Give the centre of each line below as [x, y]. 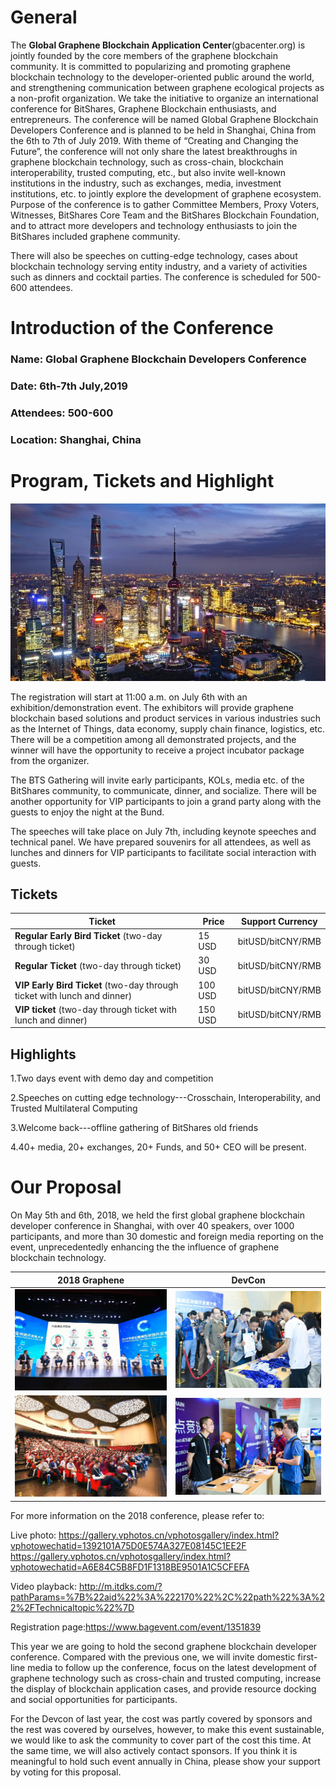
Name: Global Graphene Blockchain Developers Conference [158, 359]
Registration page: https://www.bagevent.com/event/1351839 [136, 1627]
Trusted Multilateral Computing [74, 1108]
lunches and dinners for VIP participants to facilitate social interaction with [163, 852]
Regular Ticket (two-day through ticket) [98, 965]
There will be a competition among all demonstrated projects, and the [153, 739]
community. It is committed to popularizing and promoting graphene [150, 66]
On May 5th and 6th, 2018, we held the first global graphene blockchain [157, 1215]
